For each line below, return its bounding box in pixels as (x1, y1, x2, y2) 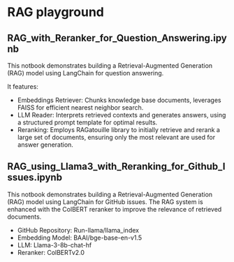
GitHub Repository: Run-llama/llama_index (17, 226, 140, 234)
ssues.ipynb (7, 172, 63, 184)
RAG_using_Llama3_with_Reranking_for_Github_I (7, 161, 226, 173)
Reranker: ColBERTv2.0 (17, 248, 85, 256)
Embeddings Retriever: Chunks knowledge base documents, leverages (17, 96, 221, 104)
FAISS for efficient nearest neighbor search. (17, 103, 144, 112)
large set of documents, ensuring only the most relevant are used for (17, 133, 215, 141)
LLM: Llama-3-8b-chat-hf (17, 240, 92, 249)
